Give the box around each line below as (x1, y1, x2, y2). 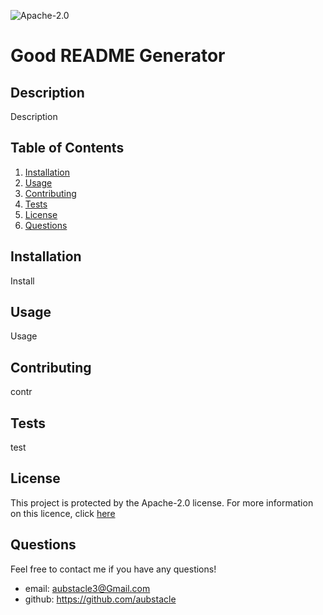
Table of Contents (10, 140, 125, 157)
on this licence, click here (10, 507, 116, 519)
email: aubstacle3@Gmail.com (24, 582, 151, 594)
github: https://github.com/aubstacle (24, 593, 177, 605)
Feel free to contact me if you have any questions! (10, 563, 217, 575)
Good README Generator (10, 45, 226, 67)
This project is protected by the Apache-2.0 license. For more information (10, 496, 314, 509)
